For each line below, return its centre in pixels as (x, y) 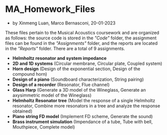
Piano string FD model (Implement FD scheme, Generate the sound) (83, 116)
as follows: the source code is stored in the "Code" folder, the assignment (81, 38)
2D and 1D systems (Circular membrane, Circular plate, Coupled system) (87, 63)
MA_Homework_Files (50, 9)
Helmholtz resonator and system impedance (59, 58)
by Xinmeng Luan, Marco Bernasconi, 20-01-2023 (64, 23)
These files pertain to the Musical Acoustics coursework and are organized (82, 32)
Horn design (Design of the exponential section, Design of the (76, 69)
